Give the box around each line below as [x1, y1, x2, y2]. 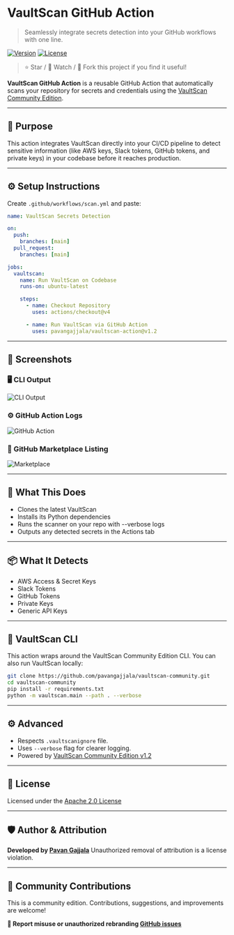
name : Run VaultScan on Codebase [19, 277, 117, 284]
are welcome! [7, 906, 47, 915]
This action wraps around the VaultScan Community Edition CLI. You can [7, 652, 216, 660]
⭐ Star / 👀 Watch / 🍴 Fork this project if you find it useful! [24, 63, 187, 71]
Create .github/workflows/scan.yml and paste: [7, 199, 141, 207]
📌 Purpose [7, 121, 54, 132]
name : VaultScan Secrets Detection [7, 213, 111, 220]
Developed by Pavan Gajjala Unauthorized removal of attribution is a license [7, 846, 227, 855]
